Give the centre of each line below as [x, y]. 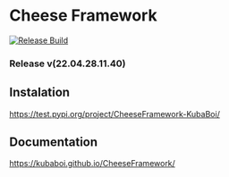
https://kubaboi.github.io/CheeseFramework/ [93, 164]
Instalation [39, 93]
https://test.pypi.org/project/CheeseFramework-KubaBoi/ [115, 114]
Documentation [54, 143]
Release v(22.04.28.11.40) [68, 63]
